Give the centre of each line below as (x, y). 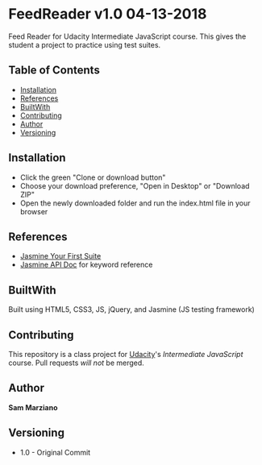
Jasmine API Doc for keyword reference (86, 265)
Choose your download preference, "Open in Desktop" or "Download (135, 185)
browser (34, 211)
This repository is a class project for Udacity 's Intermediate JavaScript (126, 354)
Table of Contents (54, 71)
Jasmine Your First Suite (60, 256)
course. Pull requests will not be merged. (77, 363)
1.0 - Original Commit (55, 452)
